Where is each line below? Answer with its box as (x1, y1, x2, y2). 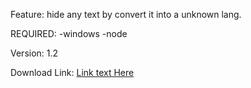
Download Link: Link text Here (10, 67, 135, 78)
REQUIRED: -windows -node (10, 28, 128, 39)
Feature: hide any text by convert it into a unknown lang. (10, 9, 242, 20)
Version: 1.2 (10, 47, 59, 59)
